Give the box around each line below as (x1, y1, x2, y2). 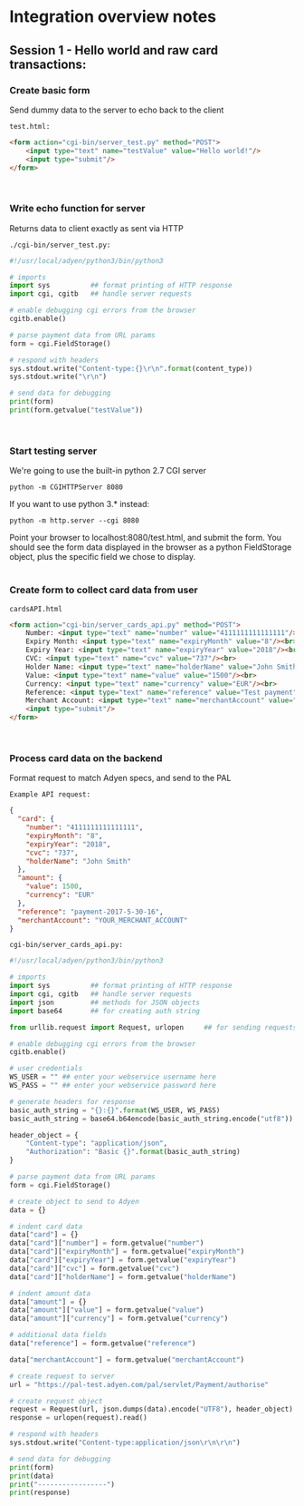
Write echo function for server (9, 202, 146, 215)
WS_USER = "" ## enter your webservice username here (9, 1072, 217, 1081)
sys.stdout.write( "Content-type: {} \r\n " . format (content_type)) (9, 364, 253, 373)
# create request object (9, 1396, 103, 1405)
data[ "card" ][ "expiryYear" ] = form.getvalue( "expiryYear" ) (9, 1256, 237, 1265)
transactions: (9, 56, 87, 72)
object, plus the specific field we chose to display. (9, 552, 196, 562)
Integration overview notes (9, 6, 217, 27)
